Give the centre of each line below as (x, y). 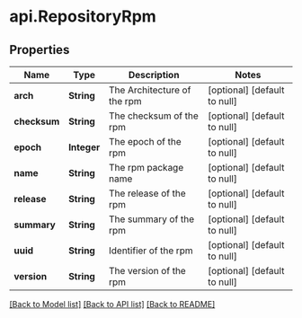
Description (154, 75)
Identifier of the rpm (151, 251)
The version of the (147, 271)
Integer (84, 147)
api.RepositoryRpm (83, 17)
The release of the (147, 193)
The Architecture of (150, 90)
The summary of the (151, 219)
